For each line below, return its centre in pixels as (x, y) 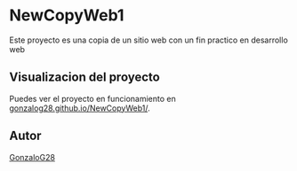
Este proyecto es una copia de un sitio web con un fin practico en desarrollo (149, 40)
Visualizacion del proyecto (84, 78)
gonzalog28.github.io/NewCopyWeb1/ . (80, 108)
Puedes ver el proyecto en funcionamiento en (92, 98)
